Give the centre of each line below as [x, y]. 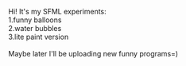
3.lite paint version [39, 37]
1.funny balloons [35, 20]
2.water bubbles [35, 28]
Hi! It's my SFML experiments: [58, 12]
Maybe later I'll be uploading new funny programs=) [93, 54]
